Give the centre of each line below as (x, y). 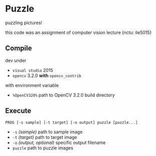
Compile (19, 48)
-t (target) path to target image (45, 137)
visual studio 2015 (33, 70)
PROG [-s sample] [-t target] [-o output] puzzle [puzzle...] (71, 122)
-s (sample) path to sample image (47, 132)
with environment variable (32, 85)
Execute (18, 111)
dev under (16, 60)
